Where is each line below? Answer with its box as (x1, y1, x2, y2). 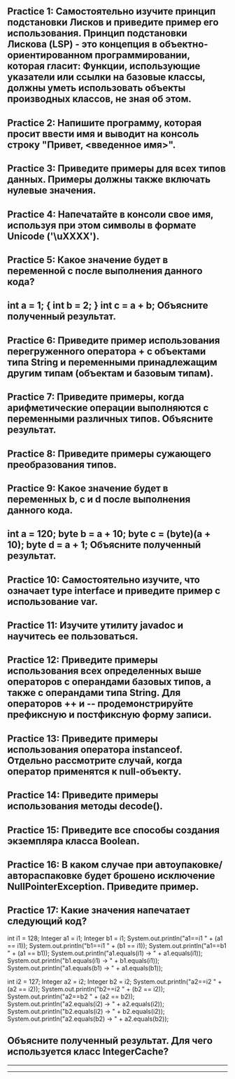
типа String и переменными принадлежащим (7, 356, 218, 368)
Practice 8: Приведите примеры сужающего (7, 447, 212, 459)
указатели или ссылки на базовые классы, (7, 71, 206, 83)
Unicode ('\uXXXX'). (7, 230, 100, 242)
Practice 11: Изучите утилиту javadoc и (7, 620, 184, 632)
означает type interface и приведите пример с (7, 585, 221, 597)
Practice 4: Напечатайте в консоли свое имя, (7, 208, 214, 220)
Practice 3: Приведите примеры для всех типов (7, 162, 226, 174)
